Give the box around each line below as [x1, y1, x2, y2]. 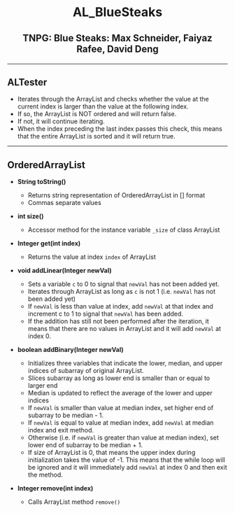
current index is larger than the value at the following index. [17, 102, 189, 111]
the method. [27, 470, 63, 479]
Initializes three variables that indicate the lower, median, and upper [27, 359, 223, 367]
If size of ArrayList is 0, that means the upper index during [27, 449, 196, 457]
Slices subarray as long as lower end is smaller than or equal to [27, 374, 211, 382]
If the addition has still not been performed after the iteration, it [27, 317, 210, 325]
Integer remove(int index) [17, 484, 94, 493]
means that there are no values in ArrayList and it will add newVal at [27, 325, 222, 333]
